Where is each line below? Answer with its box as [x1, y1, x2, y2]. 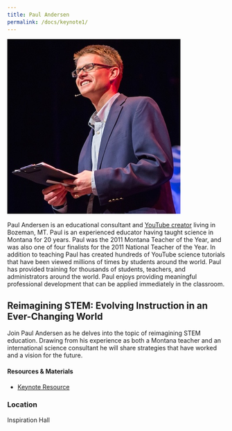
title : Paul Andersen [7, 11, 70, 18]
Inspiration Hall [7, 416, 51, 424]
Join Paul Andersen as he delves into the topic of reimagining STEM [7, 329, 201, 337]
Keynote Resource [17, 382, 70, 391]
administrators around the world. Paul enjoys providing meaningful [7, 272, 197, 281]
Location [7, 400, 38, 409]
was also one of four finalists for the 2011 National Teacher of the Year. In [7, 243, 216, 251]
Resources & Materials [7, 367, 74, 375]
